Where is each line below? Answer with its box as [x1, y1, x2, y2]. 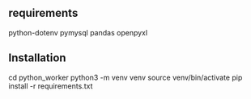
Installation [8, 52, 66, 65]
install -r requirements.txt [8, 80, 93, 91]
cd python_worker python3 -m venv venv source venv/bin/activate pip [8, 72, 243, 82]
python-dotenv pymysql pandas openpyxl [8, 27, 148, 37]
